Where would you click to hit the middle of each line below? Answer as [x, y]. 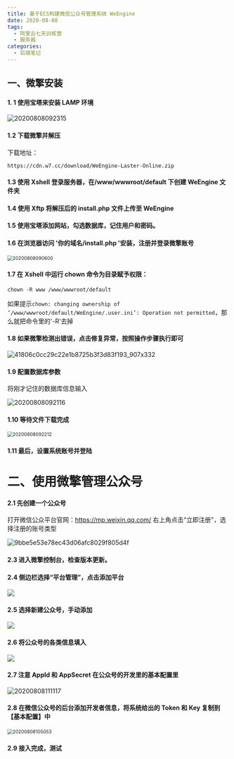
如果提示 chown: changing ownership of [64, 304]
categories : [25, 46]
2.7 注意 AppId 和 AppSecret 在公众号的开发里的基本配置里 [93, 675]
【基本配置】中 [29, 717]
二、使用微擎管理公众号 [75, 482]
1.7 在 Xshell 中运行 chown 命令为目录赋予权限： [78, 274]
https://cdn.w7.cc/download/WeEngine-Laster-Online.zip [91, 166]
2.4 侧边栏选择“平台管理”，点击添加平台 [66, 577]
